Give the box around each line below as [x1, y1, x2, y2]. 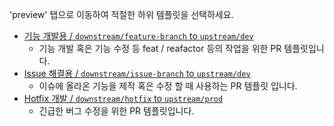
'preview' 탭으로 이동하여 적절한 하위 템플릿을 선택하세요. [9, 9, 234, 20]
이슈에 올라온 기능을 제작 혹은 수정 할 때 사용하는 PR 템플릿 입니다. [38, 80, 298, 92]
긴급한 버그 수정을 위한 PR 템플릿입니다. [38, 105, 195, 117]
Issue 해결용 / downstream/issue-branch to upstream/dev [23, 68, 251, 79]
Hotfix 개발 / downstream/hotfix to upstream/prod [23, 93, 224, 104]
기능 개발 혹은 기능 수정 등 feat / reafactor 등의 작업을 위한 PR [38, 43, 282, 54]
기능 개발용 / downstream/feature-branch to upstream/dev [23, 30, 254, 42]
